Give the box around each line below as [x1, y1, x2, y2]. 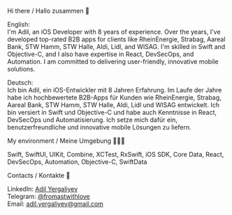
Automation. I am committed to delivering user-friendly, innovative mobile [7, 57, 219, 66]
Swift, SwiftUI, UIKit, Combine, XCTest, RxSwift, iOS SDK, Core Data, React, [7, 151, 224, 158]
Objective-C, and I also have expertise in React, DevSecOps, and [7, 50, 194, 58]
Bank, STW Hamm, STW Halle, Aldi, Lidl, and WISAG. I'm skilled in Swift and [7, 43, 226, 50]
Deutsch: [7, 78, 34, 87]
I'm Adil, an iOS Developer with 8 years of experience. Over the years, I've [7, 28, 222, 36]
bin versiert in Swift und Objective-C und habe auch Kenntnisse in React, [7, 109, 217, 116]
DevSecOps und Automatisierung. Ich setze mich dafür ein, [7, 116, 178, 124]
